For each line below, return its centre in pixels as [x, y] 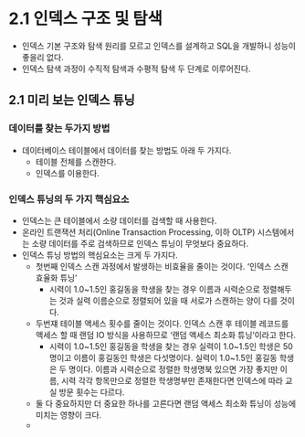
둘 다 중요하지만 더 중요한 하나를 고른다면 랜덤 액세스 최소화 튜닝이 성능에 [166, 403]
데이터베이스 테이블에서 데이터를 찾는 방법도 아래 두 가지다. [126, 150]
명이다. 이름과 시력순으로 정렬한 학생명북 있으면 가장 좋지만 [174, 369]
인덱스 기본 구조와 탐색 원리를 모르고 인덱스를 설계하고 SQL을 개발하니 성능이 [158, 46]
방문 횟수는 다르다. [92, 392]
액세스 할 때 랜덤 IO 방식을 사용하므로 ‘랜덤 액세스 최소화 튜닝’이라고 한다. [166, 335]
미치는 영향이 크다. [68, 415]
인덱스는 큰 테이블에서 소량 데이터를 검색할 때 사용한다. [119, 220]
